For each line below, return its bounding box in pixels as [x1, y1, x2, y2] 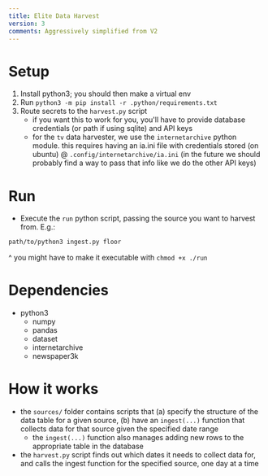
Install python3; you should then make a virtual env [19, 89, 192, 98]
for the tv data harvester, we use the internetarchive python [32, 132, 237, 142]
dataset [32, 334, 58, 344]
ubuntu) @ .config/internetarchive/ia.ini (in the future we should [32, 150, 261, 159]
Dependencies [8, 282, 109, 299]
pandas [32, 325, 58, 335]
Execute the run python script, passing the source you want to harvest [19, 213, 256, 224]
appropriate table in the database [32, 441, 145, 451]
